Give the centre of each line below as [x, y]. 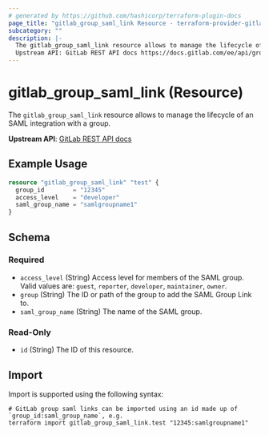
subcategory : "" [35, 30]
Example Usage [48, 164]
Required [26, 260]
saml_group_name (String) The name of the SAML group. [111, 311]
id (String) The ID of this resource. [77, 350]
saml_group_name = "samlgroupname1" [76, 205]
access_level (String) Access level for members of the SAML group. [132, 277]
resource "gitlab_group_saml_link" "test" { [84, 182]
